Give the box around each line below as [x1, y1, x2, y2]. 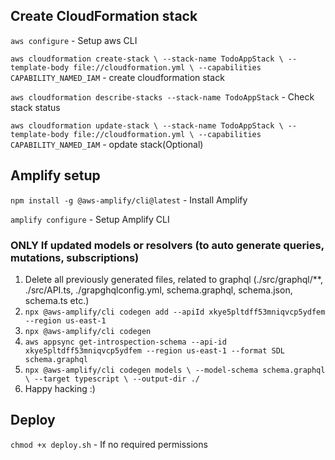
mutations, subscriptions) [10, 250, 140, 264]
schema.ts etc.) [24, 294, 90, 306]
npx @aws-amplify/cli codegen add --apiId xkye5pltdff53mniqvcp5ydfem [24, 307, 326, 317]
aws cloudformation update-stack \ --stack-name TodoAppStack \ [10, 120, 284, 131]
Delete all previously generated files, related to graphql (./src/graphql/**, [24, 273, 323, 285]
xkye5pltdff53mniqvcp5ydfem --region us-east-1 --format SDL [24, 345, 286, 356]
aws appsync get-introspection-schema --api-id [24, 337, 227, 347]
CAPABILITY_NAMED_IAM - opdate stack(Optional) [10, 138, 204, 150]
